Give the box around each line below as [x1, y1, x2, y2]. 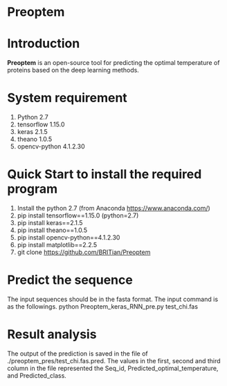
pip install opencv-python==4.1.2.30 [17, 233, 120, 242]
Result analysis [7, 327, 97, 342]
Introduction [7, 36, 80, 52]
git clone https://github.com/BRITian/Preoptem [17, 248, 151, 256]
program [7, 181, 58, 197]
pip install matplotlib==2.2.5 [17, 241, 98, 249]
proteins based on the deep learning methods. [7, 66, 140, 75]
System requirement [7, 90, 128, 106]
